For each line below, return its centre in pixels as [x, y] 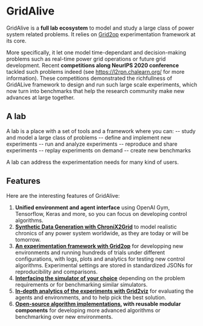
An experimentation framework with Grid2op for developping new [99, 246]
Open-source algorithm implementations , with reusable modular [98, 304]
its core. [16, 41]
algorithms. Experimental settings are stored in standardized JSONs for [104, 265]
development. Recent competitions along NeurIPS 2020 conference [93, 65]
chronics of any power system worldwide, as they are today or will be [102, 233]
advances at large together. [41, 97]
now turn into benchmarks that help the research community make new [95, 91]
